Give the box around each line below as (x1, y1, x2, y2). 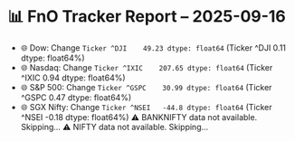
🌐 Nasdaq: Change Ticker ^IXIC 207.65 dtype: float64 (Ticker (20, 61, 273, 72)
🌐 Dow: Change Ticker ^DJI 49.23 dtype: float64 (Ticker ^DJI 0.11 (20, 42, 286, 53)
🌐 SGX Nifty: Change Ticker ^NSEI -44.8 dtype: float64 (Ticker (20, 101, 272, 112)
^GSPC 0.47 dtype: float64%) (20, 91, 132, 103)
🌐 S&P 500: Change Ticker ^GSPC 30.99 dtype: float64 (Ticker (20, 81, 272, 92)
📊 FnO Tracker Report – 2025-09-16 (7, 6, 286, 27)
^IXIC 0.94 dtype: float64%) (20, 72, 127, 83)
